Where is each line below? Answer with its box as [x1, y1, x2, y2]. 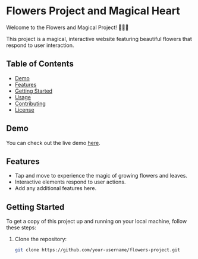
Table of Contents [6, 59, 74, 69]
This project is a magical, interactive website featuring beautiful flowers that [6, 35, 192, 42]
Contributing [14, 100, 46, 107]
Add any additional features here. [14, 185, 97, 192]
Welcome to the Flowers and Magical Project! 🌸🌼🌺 [6, 24, 129, 31]
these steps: [6, 224, 37, 231]
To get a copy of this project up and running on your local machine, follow [6, 218, 187, 225]
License [14, 106, 34, 113]
